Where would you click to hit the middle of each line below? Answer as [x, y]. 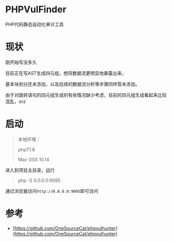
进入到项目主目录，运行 [30, 170]
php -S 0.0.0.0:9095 [39, 180]
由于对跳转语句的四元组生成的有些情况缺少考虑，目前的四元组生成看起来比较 [86, 95]
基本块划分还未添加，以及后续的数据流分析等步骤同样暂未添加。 [72, 84]
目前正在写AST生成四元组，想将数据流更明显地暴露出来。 [66, 73]
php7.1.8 [26, 150]
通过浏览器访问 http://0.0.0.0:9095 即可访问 [52, 191]
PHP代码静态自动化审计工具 [35, 24]
